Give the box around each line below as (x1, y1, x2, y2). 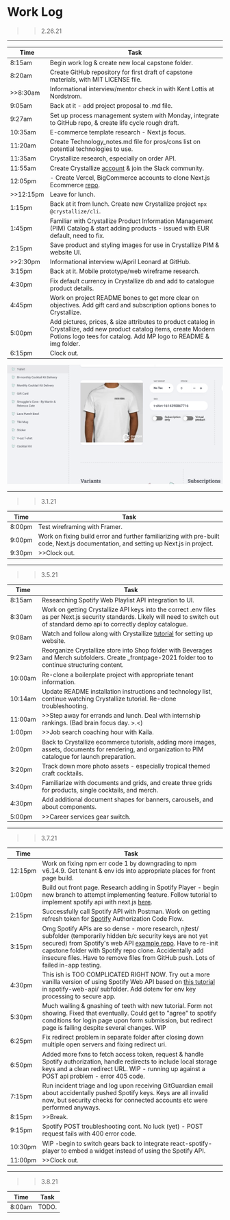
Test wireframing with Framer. (38, 522, 123, 530)
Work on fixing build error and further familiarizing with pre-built (38, 532, 220, 541)
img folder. (50, 340, 81, 348)
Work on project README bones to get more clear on (50, 293, 199, 302)
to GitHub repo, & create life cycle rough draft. (50, 118, 179, 127)
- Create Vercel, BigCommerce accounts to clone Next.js (50, 173, 210, 182)
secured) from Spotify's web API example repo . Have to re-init (42, 939, 218, 947)
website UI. (50, 248, 82, 256)
